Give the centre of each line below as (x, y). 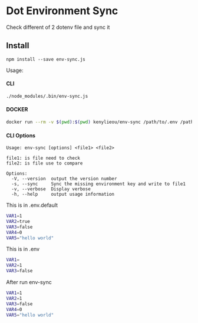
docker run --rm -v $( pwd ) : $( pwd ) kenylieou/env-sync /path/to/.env (92, 122)
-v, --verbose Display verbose (51, 189)
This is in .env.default (32, 205)
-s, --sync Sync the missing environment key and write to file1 (98, 184)
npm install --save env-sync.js (46, 59)
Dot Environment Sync (62, 11)
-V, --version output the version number (64, 179)
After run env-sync (29, 282)
